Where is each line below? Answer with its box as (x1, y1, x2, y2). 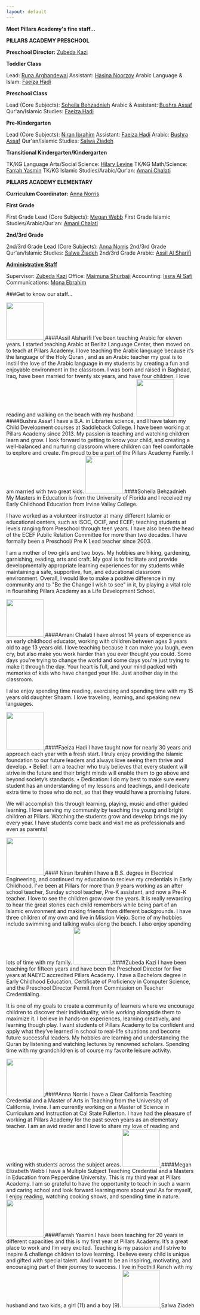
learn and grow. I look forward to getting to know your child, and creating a (6, 436, 190, 443)
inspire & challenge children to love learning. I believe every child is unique (6, 1250, 190, 1257)
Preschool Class (6, 89, 48, 96)
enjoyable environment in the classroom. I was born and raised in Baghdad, (6, 366, 192, 373)
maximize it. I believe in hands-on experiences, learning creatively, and (6, 1015, 181, 1022)
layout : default (6, 8, 47, 15)
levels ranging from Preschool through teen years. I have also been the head (6, 525, 194, 532)
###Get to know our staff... (6, 290, 73, 297)
